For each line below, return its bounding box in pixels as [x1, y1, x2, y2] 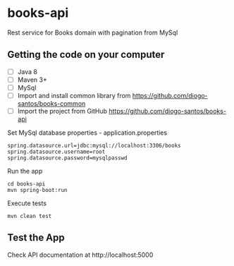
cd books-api [7, 181, 46, 188]
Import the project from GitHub [17, 107, 108, 115]
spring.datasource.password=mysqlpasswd [7, 155, 128, 162]
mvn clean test [7, 213, 52, 220]
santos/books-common [17, 99, 86, 107]
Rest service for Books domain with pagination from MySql [7, 28, 178, 37]
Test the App [7, 231, 65, 244]
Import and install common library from [17, 91, 131, 99]
